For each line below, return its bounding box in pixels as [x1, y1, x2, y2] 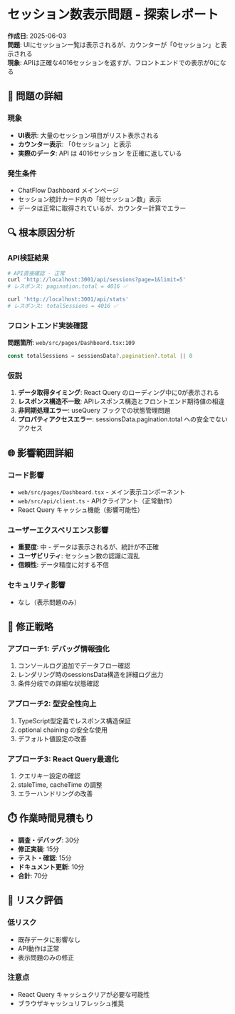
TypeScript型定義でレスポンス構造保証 [17, 716, 132, 725]
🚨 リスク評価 [7, 894, 63, 907]
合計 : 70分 [17, 871, 48, 880]
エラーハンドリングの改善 [17, 790, 93, 798]
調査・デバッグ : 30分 [17, 835, 80, 844]
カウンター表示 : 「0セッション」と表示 [17, 140, 132, 149]
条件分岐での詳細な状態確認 [17, 679, 100, 688]
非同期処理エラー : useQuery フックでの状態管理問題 [17, 406, 171, 415]
